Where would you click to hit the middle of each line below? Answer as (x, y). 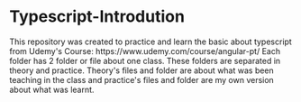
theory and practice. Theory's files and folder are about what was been (142, 70)
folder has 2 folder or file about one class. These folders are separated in (145, 60)
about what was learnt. (52, 89)
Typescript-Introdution (97, 17)
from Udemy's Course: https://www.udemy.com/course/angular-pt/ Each (145, 51)
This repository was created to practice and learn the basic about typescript (151, 42)
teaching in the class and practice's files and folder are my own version (142, 79)
